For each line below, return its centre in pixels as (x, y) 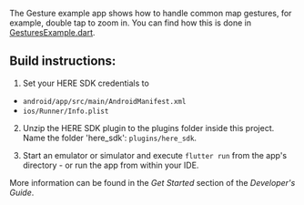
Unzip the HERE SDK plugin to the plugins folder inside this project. (148, 128)
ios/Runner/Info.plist (66, 111)
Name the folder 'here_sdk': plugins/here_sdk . (110, 138)
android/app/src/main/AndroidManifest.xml (104, 101)
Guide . (22, 192)
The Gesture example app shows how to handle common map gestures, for (151, 13)
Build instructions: (63, 61)
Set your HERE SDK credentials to (86, 83)
